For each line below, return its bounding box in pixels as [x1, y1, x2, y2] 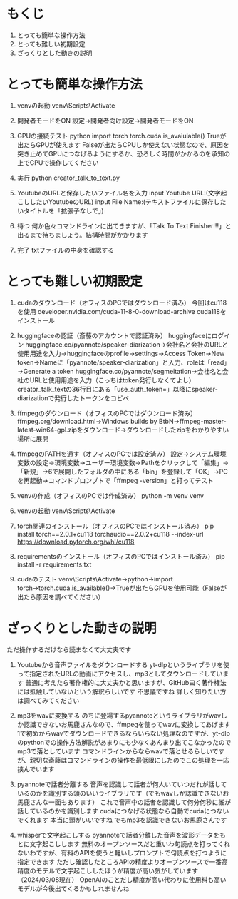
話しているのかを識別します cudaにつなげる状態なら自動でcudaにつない [16, 806, 229, 815]
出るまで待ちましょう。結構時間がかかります [16, 230, 148, 239]
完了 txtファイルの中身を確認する [16, 245, 115, 254]
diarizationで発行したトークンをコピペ [16, 393, 130, 402]
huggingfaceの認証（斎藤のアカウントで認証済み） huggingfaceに [16, 331, 212, 340]
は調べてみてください [16, 696, 80, 704]
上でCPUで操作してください [16, 158, 99, 167]
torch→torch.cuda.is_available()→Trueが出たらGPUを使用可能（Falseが [16, 584, 227, 592]
